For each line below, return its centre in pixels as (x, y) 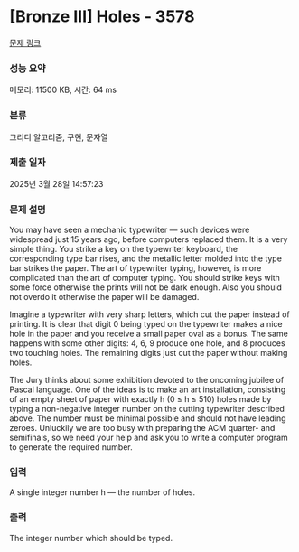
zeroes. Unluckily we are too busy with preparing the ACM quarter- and (142, 428)
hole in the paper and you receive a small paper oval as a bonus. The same (149, 334)
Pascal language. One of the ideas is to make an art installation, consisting (148, 389)
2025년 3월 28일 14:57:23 (56, 183)
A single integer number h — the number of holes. (103, 492)
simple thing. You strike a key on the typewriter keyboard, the (123, 249)
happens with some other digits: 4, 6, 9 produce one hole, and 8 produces (148, 343)
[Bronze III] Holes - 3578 (102, 17)
